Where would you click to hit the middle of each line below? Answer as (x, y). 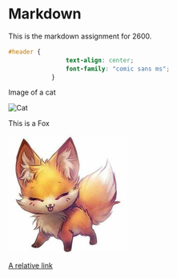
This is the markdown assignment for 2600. (80, 36)
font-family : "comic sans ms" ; (118, 69)
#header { (25, 52)
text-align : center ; (100, 60)
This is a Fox (29, 123)
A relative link (31, 266)
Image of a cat (32, 92)
